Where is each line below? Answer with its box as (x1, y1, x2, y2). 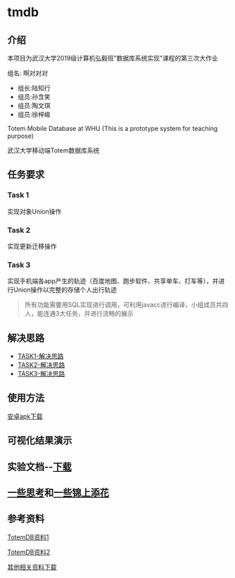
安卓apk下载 (7, 412, 44, 420)
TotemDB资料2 (7, 548, 51, 556)
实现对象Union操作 (7, 207, 62, 215)
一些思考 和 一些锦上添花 (7, 487, 109, 499)
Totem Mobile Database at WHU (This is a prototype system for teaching (7, 124, 218, 132)
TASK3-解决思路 (17, 370, 65, 378)
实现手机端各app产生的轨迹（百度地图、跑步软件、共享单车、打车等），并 (7, 277, 220, 285)
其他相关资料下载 (7, 563, 57, 571)
